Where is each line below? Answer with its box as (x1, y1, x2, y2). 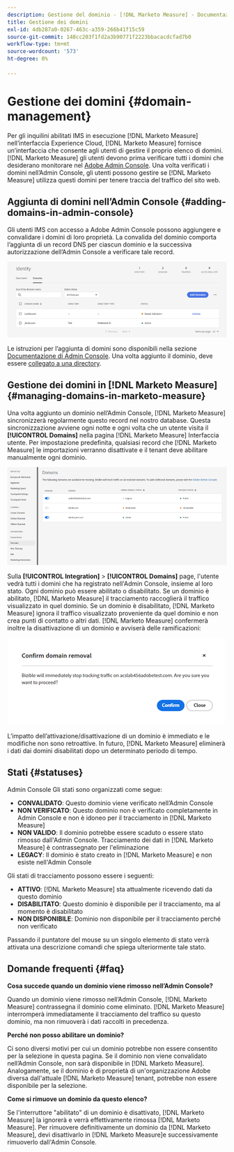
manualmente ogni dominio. (7, 453, 87, 461)
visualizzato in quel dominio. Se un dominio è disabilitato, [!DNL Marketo (7, 601, 214, 609)
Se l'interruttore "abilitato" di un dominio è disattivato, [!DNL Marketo (7, 1108, 205, 1116)
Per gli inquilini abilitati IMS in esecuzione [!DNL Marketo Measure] (7, 131, 198, 139)
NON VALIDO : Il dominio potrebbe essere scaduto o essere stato (17, 828, 204, 836)
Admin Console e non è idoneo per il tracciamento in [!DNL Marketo (17, 814, 212, 822)
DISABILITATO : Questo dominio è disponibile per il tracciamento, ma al (17, 899, 221, 908)
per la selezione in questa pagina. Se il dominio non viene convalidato (7, 1052, 208, 1060)
